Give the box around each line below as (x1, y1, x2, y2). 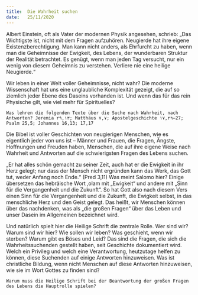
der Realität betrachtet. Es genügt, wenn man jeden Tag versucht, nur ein (6, 56, 184, 63)
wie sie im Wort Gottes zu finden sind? (6, 267, 100, 274)
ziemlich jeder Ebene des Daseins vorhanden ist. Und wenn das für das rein (6, 92, 191, 99)
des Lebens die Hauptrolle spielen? (6, 283, 96, 289)
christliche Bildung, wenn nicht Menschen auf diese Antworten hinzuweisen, (6, 260, 193, 267)
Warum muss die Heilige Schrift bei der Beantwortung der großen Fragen (6, 278, 189, 284)
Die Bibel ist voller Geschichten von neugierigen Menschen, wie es (6, 131, 168, 138)
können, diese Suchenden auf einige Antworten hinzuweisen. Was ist (6, 254, 175, 261)
